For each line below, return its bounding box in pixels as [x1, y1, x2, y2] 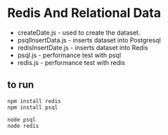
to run [7, 79, 34, 91]
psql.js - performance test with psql [17, 51, 122, 59]
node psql [7, 116, 37, 123]
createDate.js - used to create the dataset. [17, 28, 141, 37]
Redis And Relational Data [7, 5, 162, 21]
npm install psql [7, 104, 58, 111]
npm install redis [7, 98, 61, 105]
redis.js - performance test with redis [17, 58, 125, 66]
